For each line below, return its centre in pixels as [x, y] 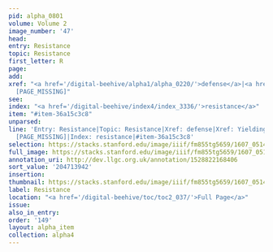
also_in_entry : [34, 212]
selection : [27, 144]
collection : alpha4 [41, 235]
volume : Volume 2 [38, 24]
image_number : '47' [41, 31]
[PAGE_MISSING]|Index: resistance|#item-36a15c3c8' [105, 137]
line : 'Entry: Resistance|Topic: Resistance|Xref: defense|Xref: [121, 129]
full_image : [28, 152]
